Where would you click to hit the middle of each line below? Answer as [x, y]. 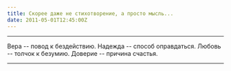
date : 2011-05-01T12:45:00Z [47, 20]
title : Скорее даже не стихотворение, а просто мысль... [90, 13]
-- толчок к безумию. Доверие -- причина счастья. [82, 53]
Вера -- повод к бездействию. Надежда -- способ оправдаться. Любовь [114, 46]
